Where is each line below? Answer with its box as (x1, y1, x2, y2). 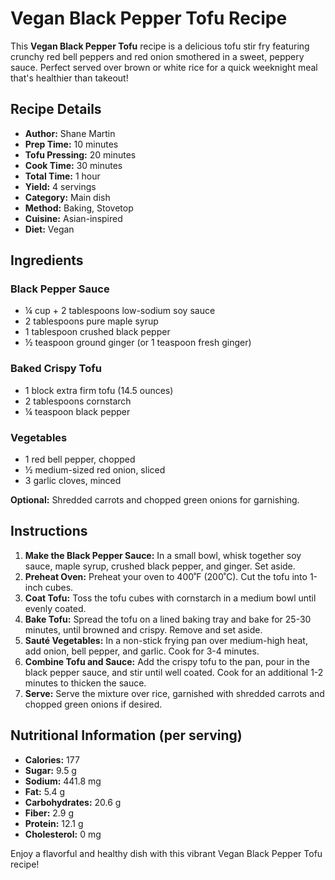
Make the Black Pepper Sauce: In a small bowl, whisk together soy (24, 549, 302, 561)
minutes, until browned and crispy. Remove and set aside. (24, 623, 263, 636)
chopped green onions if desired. (24, 698, 163, 710)
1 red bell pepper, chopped (24, 453, 136, 466)
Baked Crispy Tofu (10, 362, 102, 376)
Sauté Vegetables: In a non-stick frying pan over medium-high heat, (24, 634, 308, 646)
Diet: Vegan (24, 223, 75, 235)
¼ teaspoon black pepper (24, 405, 131, 417)
